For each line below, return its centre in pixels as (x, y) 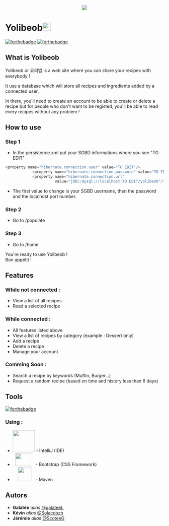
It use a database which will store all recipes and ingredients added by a (80, 86)
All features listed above (37, 330)
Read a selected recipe (36, 306)
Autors (16, 496)
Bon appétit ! (18, 259)
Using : (14, 422)
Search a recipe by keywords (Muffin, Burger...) (62, 375)
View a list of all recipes (37, 301)
